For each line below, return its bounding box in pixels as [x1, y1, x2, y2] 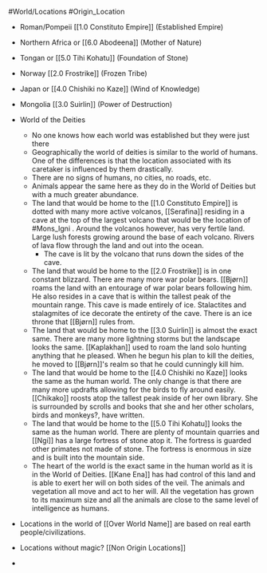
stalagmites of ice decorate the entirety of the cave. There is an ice [31, 309, 253, 318]
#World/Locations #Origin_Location [8, 7, 125, 16]
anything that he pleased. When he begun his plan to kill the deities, [31, 351, 255, 360]
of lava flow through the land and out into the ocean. [31, 241, 205, 250]
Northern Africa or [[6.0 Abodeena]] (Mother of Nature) [19, 38, 202, 47]
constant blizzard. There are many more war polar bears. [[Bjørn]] [31, 275, 249, 284]
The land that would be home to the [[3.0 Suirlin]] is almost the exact [31, 326, 257, 334]
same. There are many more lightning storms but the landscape [31, 334, 241, 343]
